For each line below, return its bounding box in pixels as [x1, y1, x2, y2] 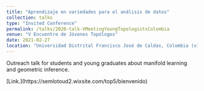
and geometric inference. [6, 66, 70, 73]
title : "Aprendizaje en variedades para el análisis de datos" [6, 8, 170, 15]
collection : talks [6, 15, 53, 21]
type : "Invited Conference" [6, 20, 78, 26]
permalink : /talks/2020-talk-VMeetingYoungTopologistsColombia [6, 25, 170, 32]
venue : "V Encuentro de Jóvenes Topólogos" [6, 32, 118, 38]
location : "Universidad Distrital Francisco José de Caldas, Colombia [6, 43, 189, 49]
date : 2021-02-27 [6, 37, 50, 43]
